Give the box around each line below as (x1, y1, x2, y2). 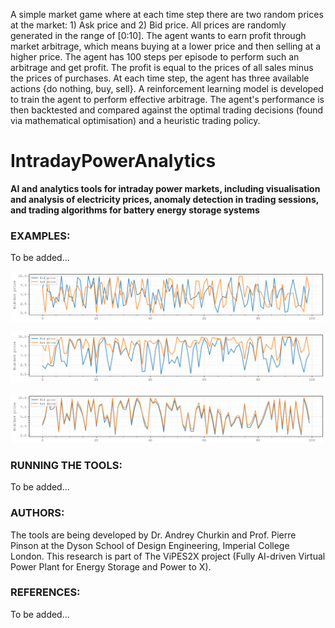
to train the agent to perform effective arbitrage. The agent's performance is (10, 94, 325, 105)
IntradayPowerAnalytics (10, 150, 217, 173)
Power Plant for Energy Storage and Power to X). (10, 560, 212, 573)
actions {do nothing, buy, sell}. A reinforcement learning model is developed (10, 83, 324, 94)
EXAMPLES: (10, 229, 71, 243)
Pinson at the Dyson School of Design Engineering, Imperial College (10, 539, 290, 551)
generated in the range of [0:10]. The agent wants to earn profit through (10, 30, 307, 41)
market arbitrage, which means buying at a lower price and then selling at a (10, 40, 322, 52)
